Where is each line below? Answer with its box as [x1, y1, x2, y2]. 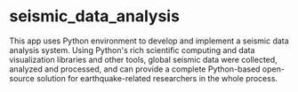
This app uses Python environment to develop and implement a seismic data [9, 35, 289, 46]
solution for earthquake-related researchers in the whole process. [36, 73, 278, 83]
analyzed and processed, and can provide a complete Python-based [9, 64, 261, 74]
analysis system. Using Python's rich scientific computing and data [9, 44, 255, 55]
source [9, 73, 36, 83]
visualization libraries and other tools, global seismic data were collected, [9, 54, 278, 65]
